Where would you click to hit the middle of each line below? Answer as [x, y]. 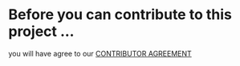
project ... [41, 31]
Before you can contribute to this [120, 15]
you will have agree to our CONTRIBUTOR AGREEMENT [100, 53]
